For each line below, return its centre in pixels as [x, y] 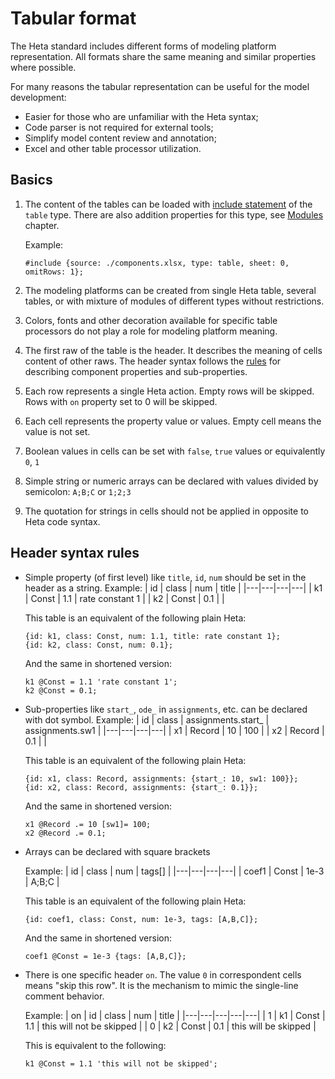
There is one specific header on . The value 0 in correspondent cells [163, 974]
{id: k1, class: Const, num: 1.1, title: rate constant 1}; [152, 636]
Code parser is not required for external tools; [119, 127]
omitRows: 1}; [54, 272]
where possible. [43, 67]
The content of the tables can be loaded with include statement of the [168, 204]
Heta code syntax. [62, 521]
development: [38, 97]
